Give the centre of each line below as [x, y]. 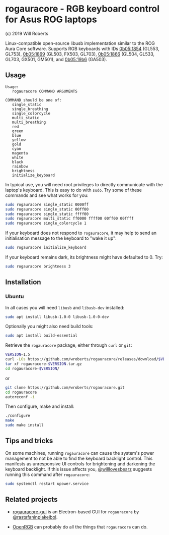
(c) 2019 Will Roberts [27, 33]
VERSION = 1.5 [18, 355]
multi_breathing [29, 122]
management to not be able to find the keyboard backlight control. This [79, 458]
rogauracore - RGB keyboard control [82, 9]
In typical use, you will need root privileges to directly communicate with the [84, 184]
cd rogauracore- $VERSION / [32, 368]
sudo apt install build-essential [41, 336]
